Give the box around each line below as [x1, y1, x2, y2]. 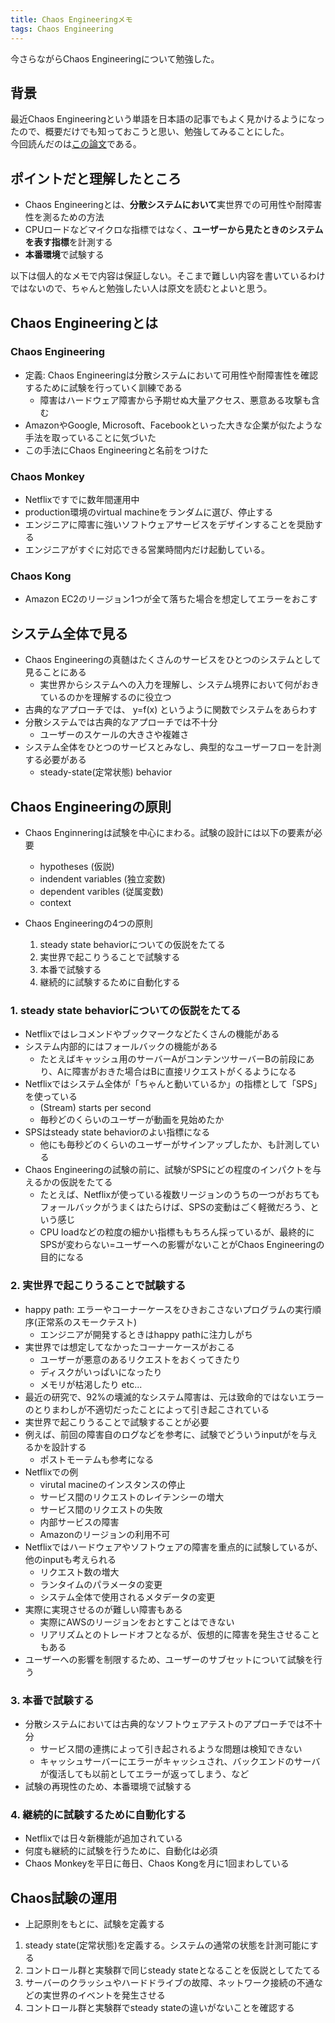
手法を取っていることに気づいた [24, 431, 157, 443]
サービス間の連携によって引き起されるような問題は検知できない [39, 1742, 303, 1755]
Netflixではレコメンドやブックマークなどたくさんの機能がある [24, 1028, 280, 1040]
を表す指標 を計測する [24, 236, 113, 248]
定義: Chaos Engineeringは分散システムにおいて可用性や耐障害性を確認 [24, 369, 318, 381]
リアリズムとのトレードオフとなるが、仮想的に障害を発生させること [39, 1628, 320, 1640]
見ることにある [24, 666, 87, 678]
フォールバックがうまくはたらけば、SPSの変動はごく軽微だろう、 [39, 1201, 311, 1213]
